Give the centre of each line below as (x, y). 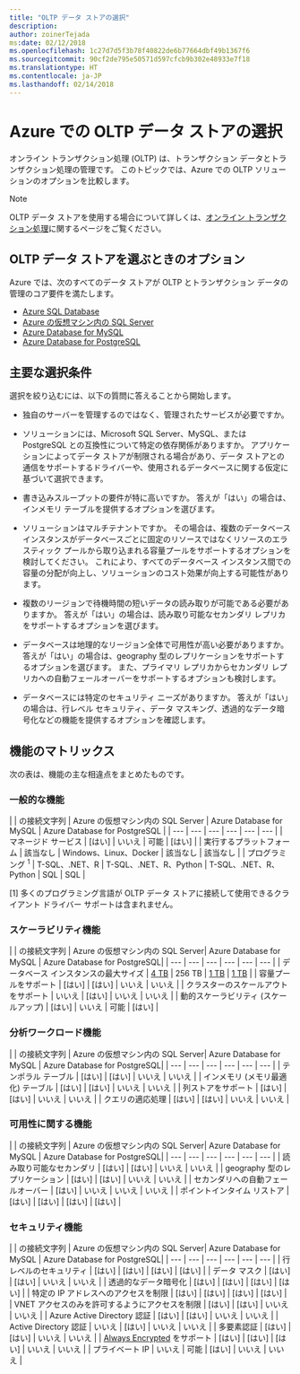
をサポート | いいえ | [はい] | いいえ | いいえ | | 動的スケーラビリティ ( (137, 996)
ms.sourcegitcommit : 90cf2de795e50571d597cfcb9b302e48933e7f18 (130, 59)
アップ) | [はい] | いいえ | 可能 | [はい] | (88, 1007)
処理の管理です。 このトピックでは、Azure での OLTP (154, 169)
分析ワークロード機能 (55, 1033)
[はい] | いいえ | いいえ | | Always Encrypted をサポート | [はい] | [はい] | (141, 1338)
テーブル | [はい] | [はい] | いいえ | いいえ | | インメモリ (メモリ (157, 1076)
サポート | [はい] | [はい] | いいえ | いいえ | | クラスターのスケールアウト (156, 985)
